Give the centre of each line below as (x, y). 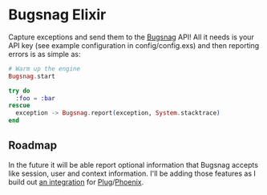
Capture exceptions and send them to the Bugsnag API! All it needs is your (131, 37)
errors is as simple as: (44, 54)
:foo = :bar (36, 98)
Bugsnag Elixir (57, 15)
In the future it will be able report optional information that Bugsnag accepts (133, 165)
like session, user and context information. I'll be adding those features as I (132, 173)
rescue (19, 106)
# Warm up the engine (44, 69)
